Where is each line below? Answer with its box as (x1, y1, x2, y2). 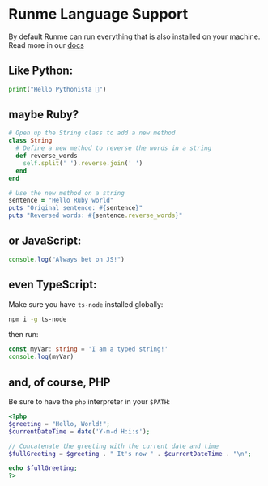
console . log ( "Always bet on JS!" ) (8, 255, 125, 263)
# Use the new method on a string (8, 189, 125, 197)
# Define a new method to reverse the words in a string (15, 144, 212, 152)
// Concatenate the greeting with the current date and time (8, 442, 219, 450)
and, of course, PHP (8, 375, 111, 389)
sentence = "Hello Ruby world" (8, 196, 114, 205)
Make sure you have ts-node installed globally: (8, 299, 164, 309)
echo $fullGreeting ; (8, 464, 79, 472)
